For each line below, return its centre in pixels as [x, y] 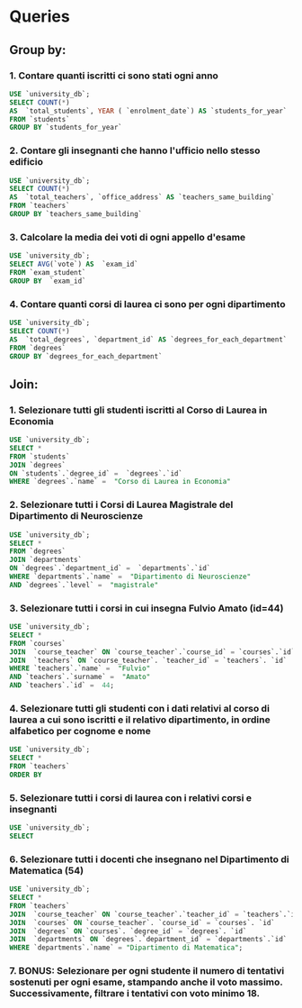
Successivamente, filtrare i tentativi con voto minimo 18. [135, 994]
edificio [26, 162]
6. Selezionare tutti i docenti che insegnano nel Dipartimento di [149, 859]
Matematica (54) [46, 870]
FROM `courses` [38, 643]
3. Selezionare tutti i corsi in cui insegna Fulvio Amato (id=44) [147, 608]
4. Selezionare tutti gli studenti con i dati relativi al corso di [139, 708]
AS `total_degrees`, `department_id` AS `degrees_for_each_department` [148, 340]
